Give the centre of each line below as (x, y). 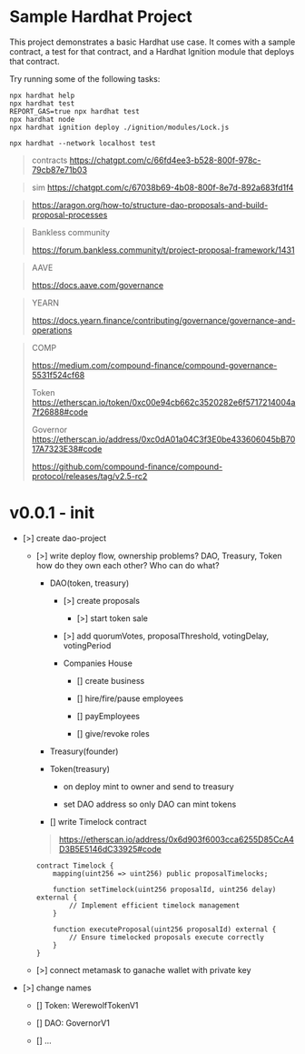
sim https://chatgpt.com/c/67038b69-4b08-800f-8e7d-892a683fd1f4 (162, 187)
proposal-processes (69, 215)
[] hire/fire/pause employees (130, 698)
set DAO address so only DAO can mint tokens (150, 804)
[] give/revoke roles (113, 733)
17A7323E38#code (67, 448)
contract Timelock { (75, 866)
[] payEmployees (108, 716)
